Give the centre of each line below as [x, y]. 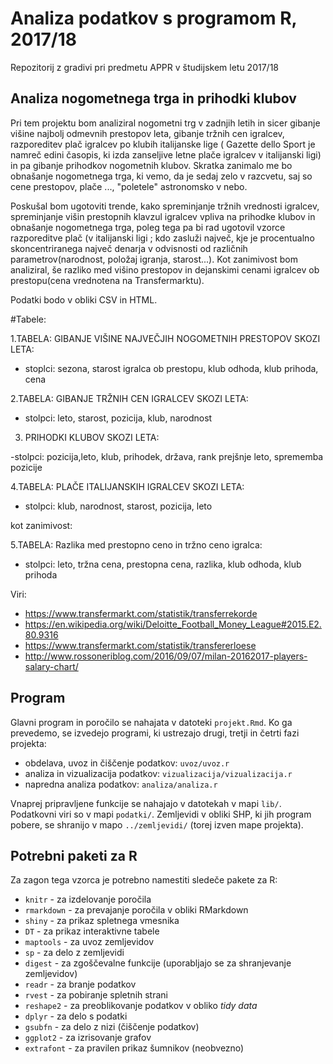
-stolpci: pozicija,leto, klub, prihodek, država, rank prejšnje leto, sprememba [167, 456]
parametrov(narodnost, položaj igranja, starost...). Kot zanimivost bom [154, 259]
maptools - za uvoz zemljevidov [89, 942]
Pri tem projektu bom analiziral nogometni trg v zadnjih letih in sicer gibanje [165, 123]
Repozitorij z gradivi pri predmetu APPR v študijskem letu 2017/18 [144, 67]
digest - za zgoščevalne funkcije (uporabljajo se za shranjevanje [158, 963]
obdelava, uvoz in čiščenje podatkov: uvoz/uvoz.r [127, 763]
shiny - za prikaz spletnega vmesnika [102, 921]
